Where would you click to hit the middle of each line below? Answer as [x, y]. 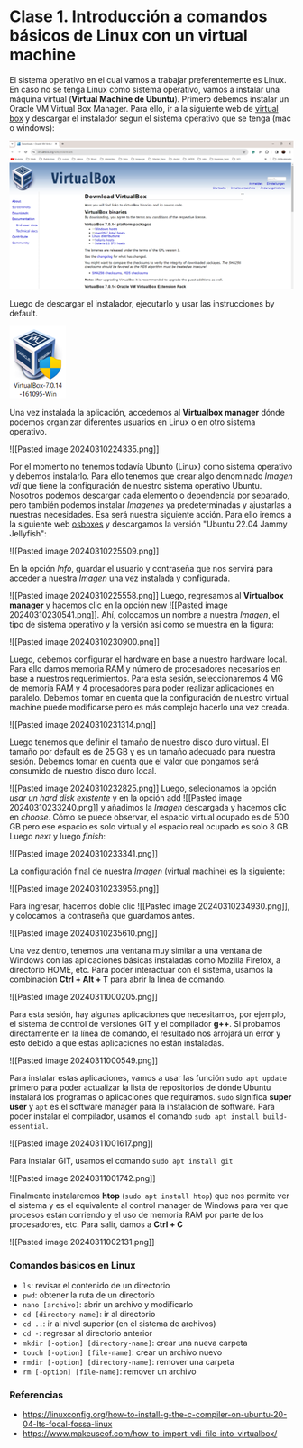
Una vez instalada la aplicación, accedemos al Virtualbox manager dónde [147, 413]
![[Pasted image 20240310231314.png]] [83, 725]
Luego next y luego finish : [58, 837]
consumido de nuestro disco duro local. [83, 771]
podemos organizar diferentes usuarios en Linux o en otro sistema [133, 422]
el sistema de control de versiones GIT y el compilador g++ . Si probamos [145, 1024]
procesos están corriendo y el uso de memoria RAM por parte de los [137, 1215]
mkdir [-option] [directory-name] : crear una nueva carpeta [135, 1343]
